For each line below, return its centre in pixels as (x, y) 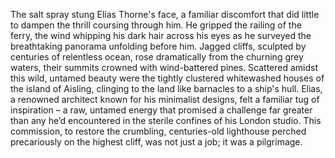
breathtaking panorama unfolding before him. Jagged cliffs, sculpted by (158, 46)
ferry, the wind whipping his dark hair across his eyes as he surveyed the (161, 35)
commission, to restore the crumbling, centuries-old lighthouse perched (158, 131)
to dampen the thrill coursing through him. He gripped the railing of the (156, 25)
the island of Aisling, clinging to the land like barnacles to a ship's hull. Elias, (166, 88)
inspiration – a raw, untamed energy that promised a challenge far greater (161, 110)
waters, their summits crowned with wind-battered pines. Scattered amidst (164, 67)
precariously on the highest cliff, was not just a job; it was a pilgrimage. (156, 142)
